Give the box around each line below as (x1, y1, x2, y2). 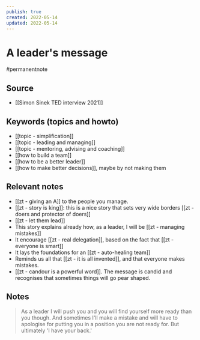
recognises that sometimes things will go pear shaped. (14, 274, 151, 281)
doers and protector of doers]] (14, 210, 91, 217)
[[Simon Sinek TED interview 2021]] (14, 99, 103, 106)
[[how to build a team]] (14, 151, 72, 159)
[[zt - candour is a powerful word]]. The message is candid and (14, 268, 172, 275)
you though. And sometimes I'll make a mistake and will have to (20, 314, 178, 321)
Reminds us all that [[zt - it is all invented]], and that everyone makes (14, 255, 185, 262)
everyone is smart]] (14, 242, 64, 249)
